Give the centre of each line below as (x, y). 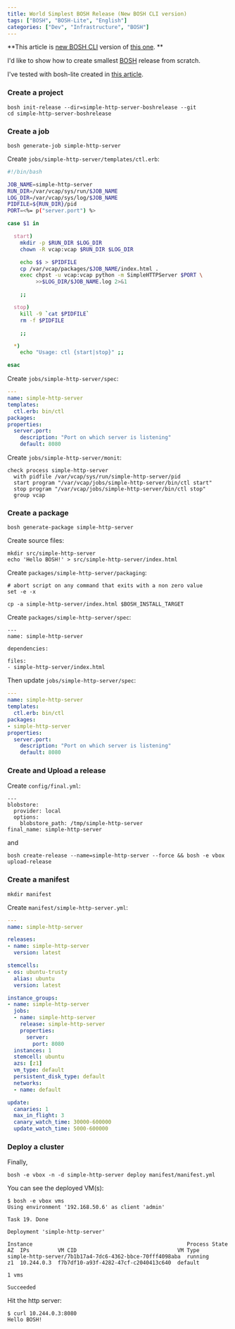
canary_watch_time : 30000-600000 (63, 1122)
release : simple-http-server (63, 1024)
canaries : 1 (31, 1109)
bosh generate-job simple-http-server (64, 145)
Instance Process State (118, 1244)
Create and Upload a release (57, 771)
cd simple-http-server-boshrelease (59, 114)
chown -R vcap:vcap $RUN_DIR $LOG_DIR (77, 249)
